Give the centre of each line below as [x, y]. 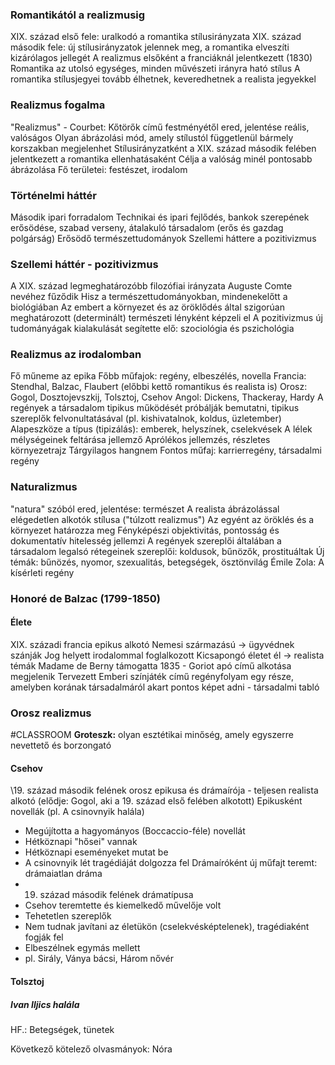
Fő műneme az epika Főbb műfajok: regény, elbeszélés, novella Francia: [158, 376]
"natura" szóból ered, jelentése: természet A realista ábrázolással [145, 509]
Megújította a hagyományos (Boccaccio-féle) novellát [135, 831]
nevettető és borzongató [61, 745]
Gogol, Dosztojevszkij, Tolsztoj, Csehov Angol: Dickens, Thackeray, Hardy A [167, 397]
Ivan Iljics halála [45, 1004]
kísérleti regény [42, 572]
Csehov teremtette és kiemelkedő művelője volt [123, 905]
